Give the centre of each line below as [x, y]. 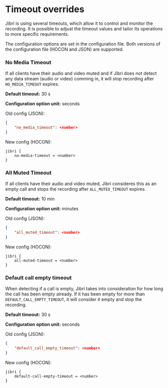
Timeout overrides [45, 9]
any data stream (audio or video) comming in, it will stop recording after [80, 79]
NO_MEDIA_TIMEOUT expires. [32, 84]
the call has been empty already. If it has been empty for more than [75, 294]
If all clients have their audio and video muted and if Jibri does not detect [81, 73]
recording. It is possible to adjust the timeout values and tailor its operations [84, 28]
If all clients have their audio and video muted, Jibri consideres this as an [81, 184]
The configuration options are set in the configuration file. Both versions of [83, 44]
